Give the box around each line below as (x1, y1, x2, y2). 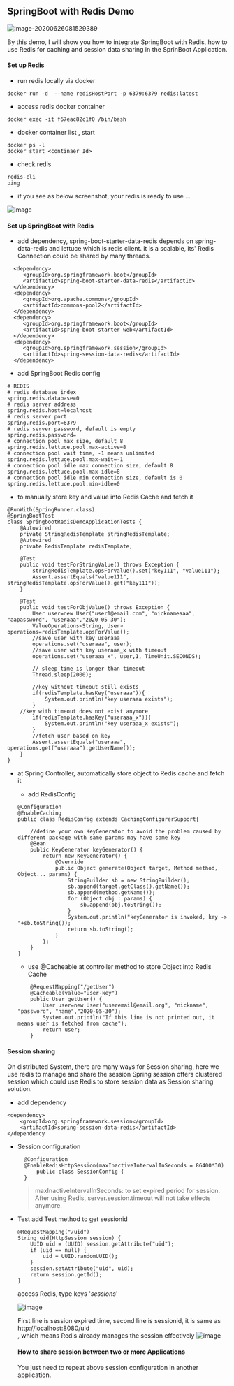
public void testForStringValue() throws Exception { (20, 562, 180, 569)
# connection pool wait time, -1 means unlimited (7, 450, 155, 457)
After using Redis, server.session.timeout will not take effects (34, 1194, 211, 1202)
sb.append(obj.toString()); (80, 901, 162, 909)
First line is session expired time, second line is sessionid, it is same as (17, 1317, 221, 1325)
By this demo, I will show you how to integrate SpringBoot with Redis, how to (7, 38, 228, 46)
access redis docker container (17, 103, 105, 111)
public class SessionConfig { (36, 1168, 124, 1176)
